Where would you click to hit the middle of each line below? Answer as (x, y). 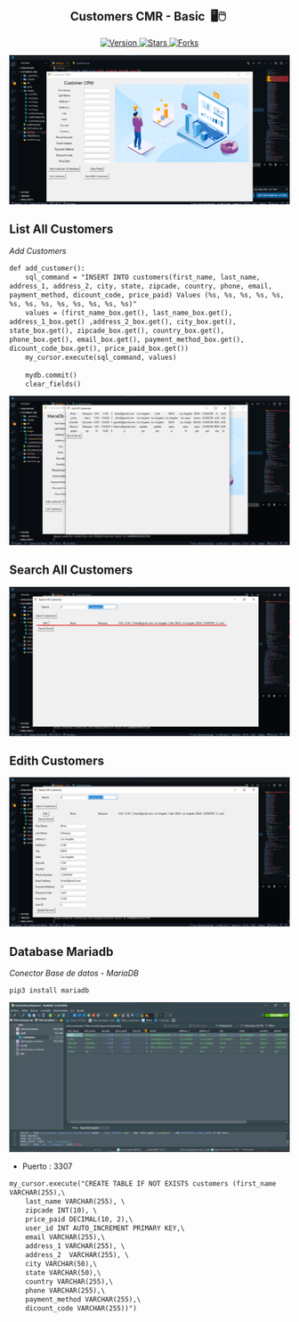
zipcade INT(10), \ (61, 1211)
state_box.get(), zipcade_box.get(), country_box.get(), (117, 330)
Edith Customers (57, 761)
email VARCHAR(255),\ (65, 1237)
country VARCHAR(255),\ (69, 1282)
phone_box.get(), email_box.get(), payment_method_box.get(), (127, 339)
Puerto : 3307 (47, 1166)
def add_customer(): (48, 268)
